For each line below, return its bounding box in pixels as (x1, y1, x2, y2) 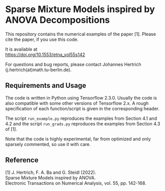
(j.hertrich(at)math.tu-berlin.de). (5, 67, 72, 73)
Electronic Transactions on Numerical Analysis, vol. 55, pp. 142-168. (5, 180, 146, 186)
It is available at (5, 46, 38, 52)
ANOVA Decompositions (5, 14, 110, 26)
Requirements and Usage (5, 81, 87, 90)
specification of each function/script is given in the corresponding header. (5, 105, 160, 112)
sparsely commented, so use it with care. (5, 141, 91, 147)
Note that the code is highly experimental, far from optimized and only (5, 135, 151, 142)
